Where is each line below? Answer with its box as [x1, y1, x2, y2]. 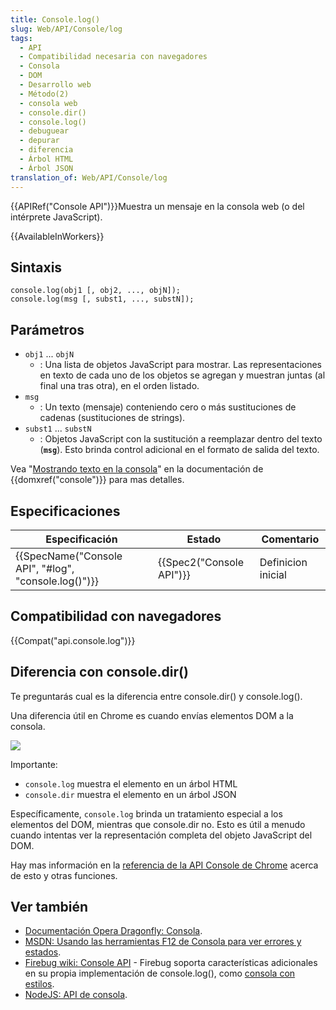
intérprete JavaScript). [10, 211, 103, 223]
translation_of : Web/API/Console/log [10, 172, 168, 183]
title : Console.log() [10, 14, 101, 25]
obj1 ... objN [24, 348, 75, 360]
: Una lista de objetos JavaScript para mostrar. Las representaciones [39, 359, 322, 371]
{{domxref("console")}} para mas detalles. [10, 474, 185, 486]
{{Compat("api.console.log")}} [10, 634, 136, 646]
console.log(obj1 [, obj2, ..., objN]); [10, 286, 182, 296]
